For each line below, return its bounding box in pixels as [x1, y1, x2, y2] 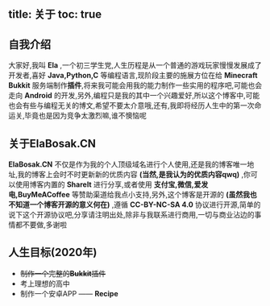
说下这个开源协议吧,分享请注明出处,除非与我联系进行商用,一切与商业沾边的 [8, 210, 255, 220]
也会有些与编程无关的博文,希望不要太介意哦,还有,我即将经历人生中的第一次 [8, 101, 255, 110]
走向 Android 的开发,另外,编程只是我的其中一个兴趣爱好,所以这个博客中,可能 [8, 91, 260, 101]
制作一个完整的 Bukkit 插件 [19, 268, 106, 278]
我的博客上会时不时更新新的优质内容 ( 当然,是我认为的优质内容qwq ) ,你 [17, 170, 251, 180]
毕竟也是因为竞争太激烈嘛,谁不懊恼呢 [24, 111, 147, 121]
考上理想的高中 [19, 279, 70, 288]
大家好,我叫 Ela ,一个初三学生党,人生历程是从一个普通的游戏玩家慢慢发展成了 [8, 60, 262, 70]
